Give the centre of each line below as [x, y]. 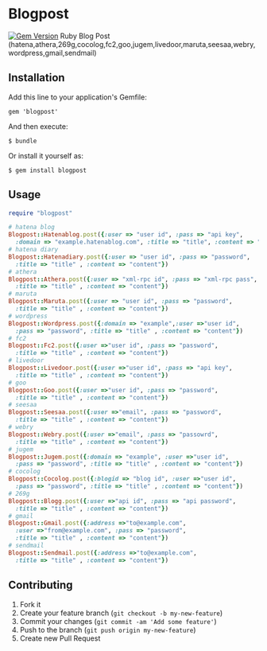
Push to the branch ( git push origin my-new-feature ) [108, 630]
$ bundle [23, 141]
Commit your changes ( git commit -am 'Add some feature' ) [118, 621]
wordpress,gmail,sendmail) [52, 53]
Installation [37, 78]
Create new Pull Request [60, 638]
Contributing [41, 585]
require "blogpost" [41, 213]
